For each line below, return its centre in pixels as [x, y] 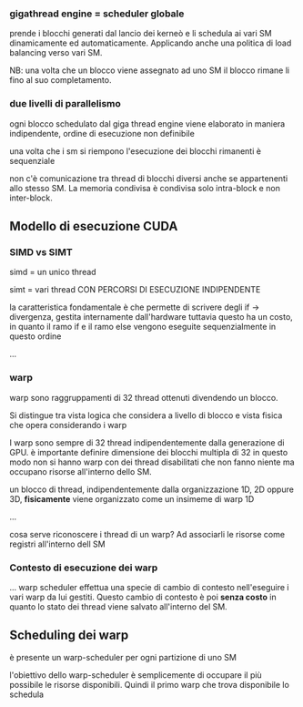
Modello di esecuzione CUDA [94, 226]
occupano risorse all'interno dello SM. [81, 471]
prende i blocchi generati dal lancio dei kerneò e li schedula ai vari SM [141, 34]
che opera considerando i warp [68, 425]
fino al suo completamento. [61, 80]
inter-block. [31, 198]
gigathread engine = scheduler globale [97, 14]
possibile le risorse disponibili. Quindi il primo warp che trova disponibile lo [149, 684]
